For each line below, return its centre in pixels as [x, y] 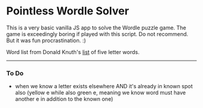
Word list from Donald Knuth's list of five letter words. [73, 52]
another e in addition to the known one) [64, 99]
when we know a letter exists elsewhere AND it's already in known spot [104, 86]
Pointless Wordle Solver [68, 11]
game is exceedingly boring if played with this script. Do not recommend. [97, 34]
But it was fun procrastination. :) [46, 40]
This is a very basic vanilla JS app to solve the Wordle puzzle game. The [96, 28]
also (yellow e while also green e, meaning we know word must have [100, 93]
